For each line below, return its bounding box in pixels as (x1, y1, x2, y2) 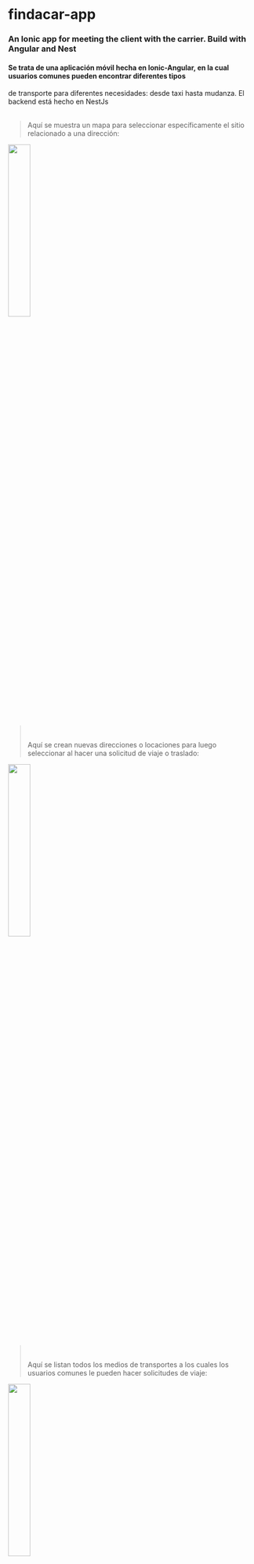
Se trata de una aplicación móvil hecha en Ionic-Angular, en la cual (8, 63, 230, 72)
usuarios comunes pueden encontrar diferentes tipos (8, 71, 186, 80)
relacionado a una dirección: (27, 129, 120, 138)
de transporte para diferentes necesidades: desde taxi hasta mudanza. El (8, 89, 245, 98)
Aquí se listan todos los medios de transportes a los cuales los (27, 1360, 229, 1369)
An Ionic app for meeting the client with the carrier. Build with (8, 34, 247, 45)
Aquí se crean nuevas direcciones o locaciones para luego (27, 740, 217, 750)
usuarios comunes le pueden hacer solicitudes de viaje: (27, 1368, 208, 1378)
